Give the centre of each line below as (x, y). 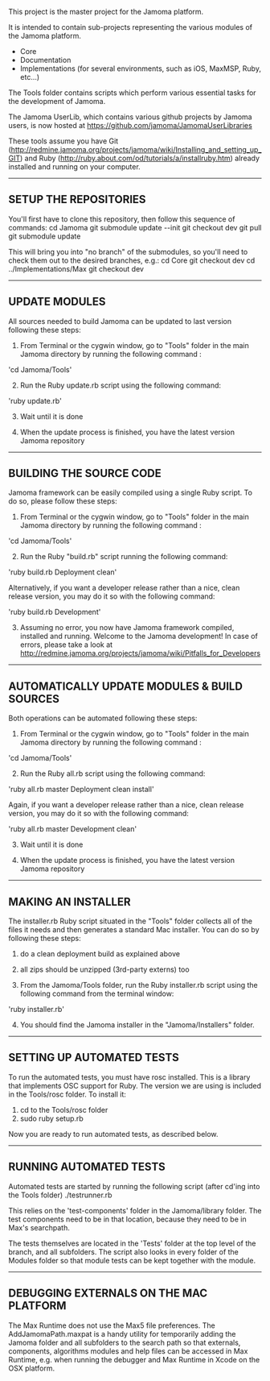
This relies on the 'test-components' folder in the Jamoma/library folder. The (135, 1210)
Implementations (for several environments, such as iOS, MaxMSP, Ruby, (140, 68)
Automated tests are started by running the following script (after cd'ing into (134, 1186)
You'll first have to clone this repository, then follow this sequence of (122, 219)
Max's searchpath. (39, 1227)
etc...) (30, 77)
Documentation (45, 60)
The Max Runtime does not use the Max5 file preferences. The (112, 1325)
